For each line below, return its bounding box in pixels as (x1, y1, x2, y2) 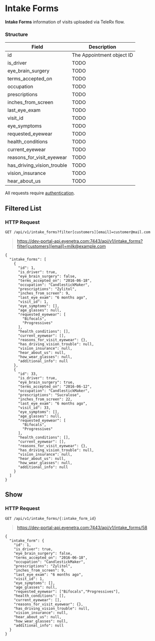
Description (89, 44, 116, 50)
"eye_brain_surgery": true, (17, 380, 75, 385)
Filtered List (5, 204, 42, 212)
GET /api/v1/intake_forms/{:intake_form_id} (5, 516, 96, 521)
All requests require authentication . (5, 190, 75, 196)
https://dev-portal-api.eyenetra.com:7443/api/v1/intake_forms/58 (16, 524, 148, 531)
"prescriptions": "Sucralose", (17, 392, 81, 397)
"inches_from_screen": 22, (17, 397, 73, 402)
